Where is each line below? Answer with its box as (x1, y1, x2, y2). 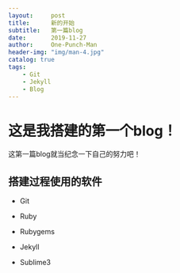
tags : (8, 63, 26, 71)
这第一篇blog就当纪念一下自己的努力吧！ (8, 150, 141, 159)
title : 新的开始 (8, 19, 75, 27)
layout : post (8, 11, 66, 20)
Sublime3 (19, 258, 52, 267)
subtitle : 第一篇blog (8, 26, 83, 34)
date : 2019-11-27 (8, 33, 87, 42)
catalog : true (8, 56, 56, 64)
